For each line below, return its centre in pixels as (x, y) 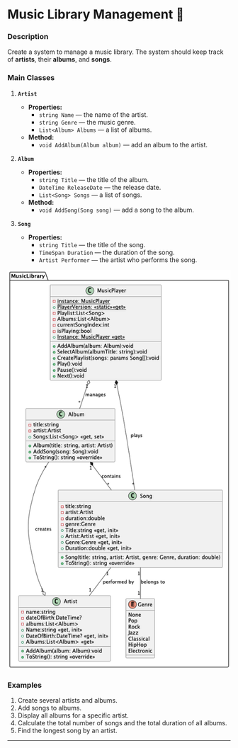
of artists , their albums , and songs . (59, 59)
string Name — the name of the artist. (93, 114)
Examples (25, 685)
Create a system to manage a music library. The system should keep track (115, 52)
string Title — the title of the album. (94, 179)
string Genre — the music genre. (87, 122)
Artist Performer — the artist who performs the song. (118, 260)
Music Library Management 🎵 (96, 15)
